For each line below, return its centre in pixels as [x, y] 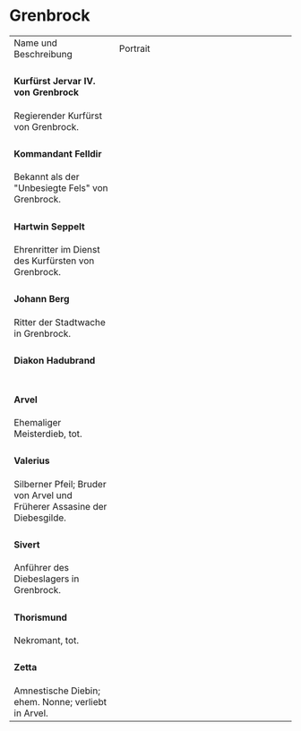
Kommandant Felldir [58, 153]
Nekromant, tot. [46, 640]
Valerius [32, 460]
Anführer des [42, 568]
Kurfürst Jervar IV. [55, 82]
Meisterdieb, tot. [48, 434]
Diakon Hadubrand [55, 360]
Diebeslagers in [47, 579]
